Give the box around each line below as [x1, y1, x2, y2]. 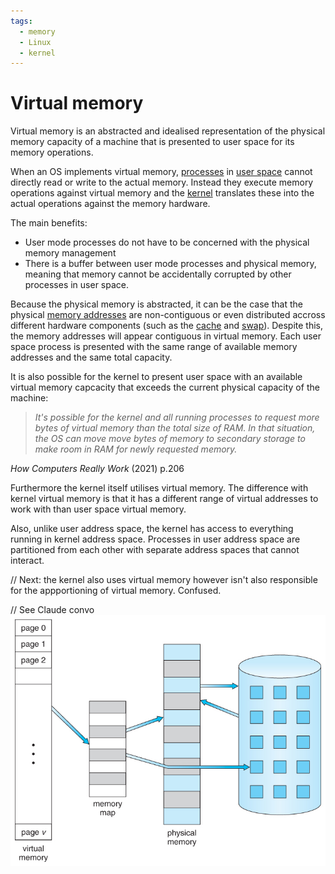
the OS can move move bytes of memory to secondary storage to [34, 433, 306, 445]
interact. [10, 555, 45, 567]
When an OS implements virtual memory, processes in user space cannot [10, 166, 313, 178]
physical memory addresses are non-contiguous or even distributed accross [10, 309, 326, 321]
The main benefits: [10, 217, 88, 229]
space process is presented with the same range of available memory [10, 341, 298, 353]
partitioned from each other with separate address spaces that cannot [10, 544, 300, 556]
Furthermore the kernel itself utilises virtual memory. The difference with [10, 482, 309, 494]
